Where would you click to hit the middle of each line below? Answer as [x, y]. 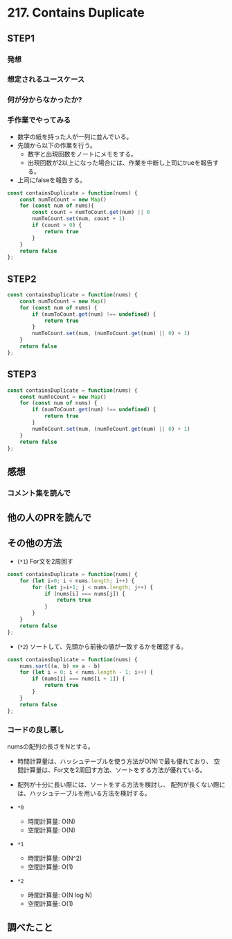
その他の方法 [35, 543]
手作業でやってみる [39, 120]
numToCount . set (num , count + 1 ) [79, 219]
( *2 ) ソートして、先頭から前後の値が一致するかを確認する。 [102, 646]
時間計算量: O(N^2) [55, 858]
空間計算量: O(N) [52, 830]
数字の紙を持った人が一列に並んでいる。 [75, 136]
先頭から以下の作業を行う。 [56, 145]
